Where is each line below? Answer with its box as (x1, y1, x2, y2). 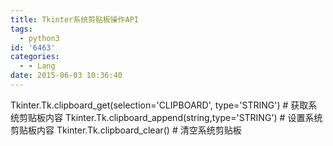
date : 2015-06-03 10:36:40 (10, 71, 123, 81)
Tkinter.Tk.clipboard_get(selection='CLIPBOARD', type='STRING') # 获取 (10, 99, 309, 111)
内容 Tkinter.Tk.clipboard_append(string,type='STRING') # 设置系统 (44, 111, 323, 123)
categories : (10, 52, 60, 62)
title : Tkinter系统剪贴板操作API (10, 14, 139, 25)
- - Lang (19, 61, 56, 71)
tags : (10, 24, 33, 34)
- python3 (19, 33, 60, 43)
